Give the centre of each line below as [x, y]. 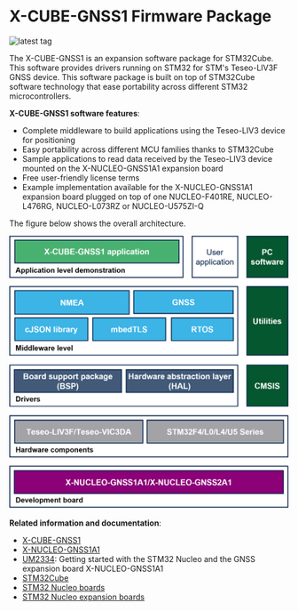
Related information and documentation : [86, 523]
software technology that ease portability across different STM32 [129, 86]
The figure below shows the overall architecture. [98, 223]
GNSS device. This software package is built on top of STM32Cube [132, 76]
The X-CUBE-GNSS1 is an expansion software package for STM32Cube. [141, 58]
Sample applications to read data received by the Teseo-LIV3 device [147, 158]
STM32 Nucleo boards [63, 587]
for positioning [48, 140]
